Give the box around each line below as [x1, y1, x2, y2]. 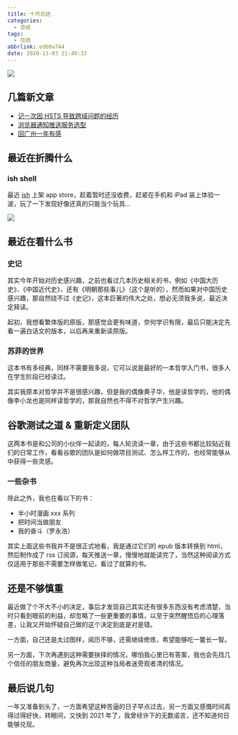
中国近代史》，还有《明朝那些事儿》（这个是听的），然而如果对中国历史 [25, 285, 228, 294]
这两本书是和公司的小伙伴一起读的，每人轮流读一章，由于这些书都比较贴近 [7, 439, 225, 448]
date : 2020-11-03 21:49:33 [7, 50, 87, 57]
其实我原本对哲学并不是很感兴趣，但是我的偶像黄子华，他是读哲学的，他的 [7, 387, 225, 396]
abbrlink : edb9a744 [7, 43, 65, 50]
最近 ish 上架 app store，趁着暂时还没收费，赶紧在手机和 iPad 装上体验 [7, 191, 214, 199]
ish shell [7, 174, 37, 183]
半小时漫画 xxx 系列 [17, 509, 76, 518]
